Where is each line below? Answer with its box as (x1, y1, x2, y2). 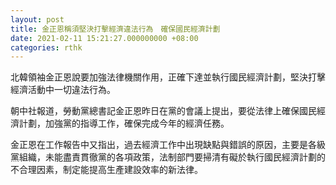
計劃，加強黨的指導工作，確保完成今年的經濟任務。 (18, 117, 230, 130)
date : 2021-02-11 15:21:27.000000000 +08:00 (10, 33, 199, 43)
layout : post (10, 14, 65, 25)
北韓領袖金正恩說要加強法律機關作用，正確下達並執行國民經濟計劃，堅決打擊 (10, 71, 326, 83)
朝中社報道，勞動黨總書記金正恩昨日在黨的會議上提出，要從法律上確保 (10, 105, 300, 117)
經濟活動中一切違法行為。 (10, 84, 116, 96)
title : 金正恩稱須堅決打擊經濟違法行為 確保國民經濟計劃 (10, 24, 221, 34)
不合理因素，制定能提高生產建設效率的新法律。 (10, 164, 203, 176)
